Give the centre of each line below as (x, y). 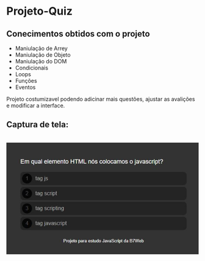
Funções (26, 81)
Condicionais (32, 68)
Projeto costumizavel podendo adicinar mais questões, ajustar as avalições (101, 99)
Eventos (25, 87)
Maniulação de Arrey (41, 48)
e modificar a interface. (36, 105)
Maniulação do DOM (41, 61)
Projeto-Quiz (40, 11)
